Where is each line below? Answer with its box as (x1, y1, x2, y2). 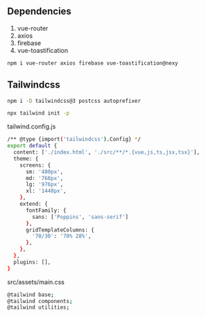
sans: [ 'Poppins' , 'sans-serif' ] (32, 213, 129, 220)
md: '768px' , (25, 174, 64, 181)
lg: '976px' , (25, 181, 64, 188)
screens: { (19, 161, 51, 169)
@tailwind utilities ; (7, 304, 70, 311)
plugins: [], (13, 259, 51, 266)
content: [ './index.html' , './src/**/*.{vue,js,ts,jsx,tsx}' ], (13, 149, 200, 156)
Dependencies (7, 6, 71, 17)
